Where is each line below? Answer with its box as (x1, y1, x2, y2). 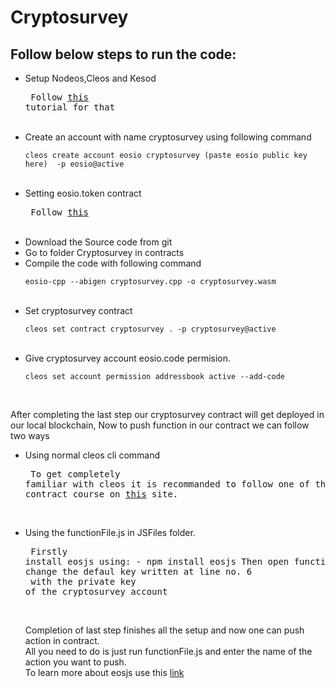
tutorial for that (24, 102, 116, 113)
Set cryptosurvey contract (24, 305, 133, 316)
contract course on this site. (24, 489, 179, 500)
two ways (10, 430, 50, 441)
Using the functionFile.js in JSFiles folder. (24, 527, 196, 538)
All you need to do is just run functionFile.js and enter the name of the (24, 646, 313, 657)
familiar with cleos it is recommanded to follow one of (24, 479, 310, 490)
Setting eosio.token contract (24, 187, 142, 199)
